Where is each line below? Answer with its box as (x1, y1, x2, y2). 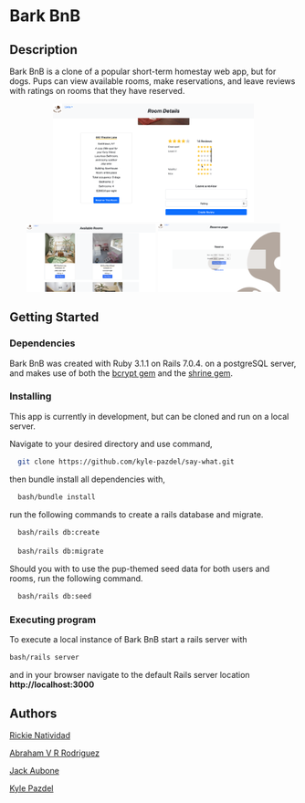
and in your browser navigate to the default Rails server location (9, 670, 250, 681)
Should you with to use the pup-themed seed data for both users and (9, 563, 270, 575)
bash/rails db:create (17, 527, 100, 537)
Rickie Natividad (9, 730, 71, 741)
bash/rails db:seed (17, 592, 92, 601)
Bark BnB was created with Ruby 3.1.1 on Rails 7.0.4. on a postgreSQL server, (9, 358, 297, 369)
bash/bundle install (17, 492, 96, 502)
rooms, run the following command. (9, 573, 143, 584)
